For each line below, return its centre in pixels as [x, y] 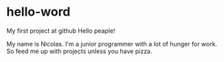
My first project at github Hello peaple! [61, 31]
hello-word [38, 12]
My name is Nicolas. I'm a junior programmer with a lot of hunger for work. [112, 44]
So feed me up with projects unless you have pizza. [79, 51]
